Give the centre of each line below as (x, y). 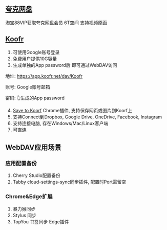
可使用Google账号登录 (36, 52)
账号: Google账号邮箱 (28, 87)
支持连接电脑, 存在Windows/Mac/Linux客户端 (60, 123)
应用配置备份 (21, 163)
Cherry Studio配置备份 (36, 175)
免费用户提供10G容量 (35, 59)
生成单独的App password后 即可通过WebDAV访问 (65, 65)
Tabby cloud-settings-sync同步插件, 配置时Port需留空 (69, 182)
